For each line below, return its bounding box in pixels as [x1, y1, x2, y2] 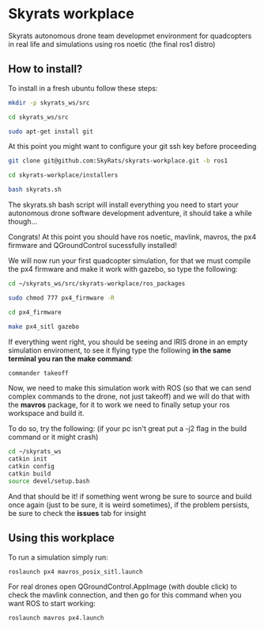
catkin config [8, 463, 55, 471]
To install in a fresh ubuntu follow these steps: [8, 83, 158, 93]
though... [8, 217, 38, 226]
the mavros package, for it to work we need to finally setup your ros [8, 400, 231, 410]
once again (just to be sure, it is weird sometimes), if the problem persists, [8, 500, 250, 510]
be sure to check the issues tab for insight [8, 508, 146, 517]
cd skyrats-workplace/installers [8, 171, 119, 179]
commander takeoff [8, 369, 69, 377]
